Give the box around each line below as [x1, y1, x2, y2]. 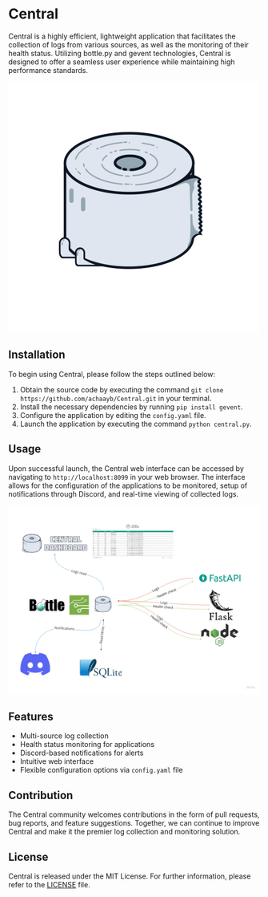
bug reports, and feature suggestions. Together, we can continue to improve [8, 818, 260, 828]
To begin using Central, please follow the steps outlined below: [8, 369, 216, 379]
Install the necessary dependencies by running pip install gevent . [19, 402, 243, 412]
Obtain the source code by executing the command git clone [19, 384, 224, 394]
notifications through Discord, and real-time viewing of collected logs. [8, 489, 238, 498]
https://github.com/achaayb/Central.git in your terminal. [19, 393, 212, 403]
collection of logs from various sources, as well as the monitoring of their [8, 39, 250, 49]
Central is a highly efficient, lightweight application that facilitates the [8, 31, 236, 41]
